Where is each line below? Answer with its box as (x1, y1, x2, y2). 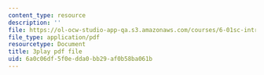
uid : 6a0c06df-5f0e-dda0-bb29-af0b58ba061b (8, 55, 153, 63)
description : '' (8, 19, 61, 27)
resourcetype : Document (8, 41, 86, 48)
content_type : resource (8, 11, 86, 20)
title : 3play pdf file (8, 48, 82, 55)
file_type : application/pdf (8, 33, 101, 41)
